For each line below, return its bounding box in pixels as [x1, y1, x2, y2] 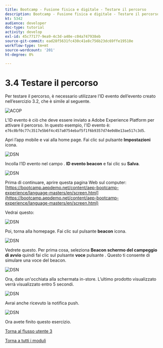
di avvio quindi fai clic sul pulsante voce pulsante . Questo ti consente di [5, 253, 150, 258]
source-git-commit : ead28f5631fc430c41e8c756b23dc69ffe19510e [5, 39, 133, 44]
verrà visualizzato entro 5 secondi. [5, 282, 74, 287]
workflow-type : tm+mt [5, 43, 49, 48]
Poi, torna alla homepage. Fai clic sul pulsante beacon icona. [5, 228, 127, 234]
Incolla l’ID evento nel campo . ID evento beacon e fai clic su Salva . [5, 161, 140, 167]
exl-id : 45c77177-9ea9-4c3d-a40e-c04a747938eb [5, 34, 101, 39]
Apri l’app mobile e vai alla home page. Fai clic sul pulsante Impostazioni [5, 137, 151, 143]
